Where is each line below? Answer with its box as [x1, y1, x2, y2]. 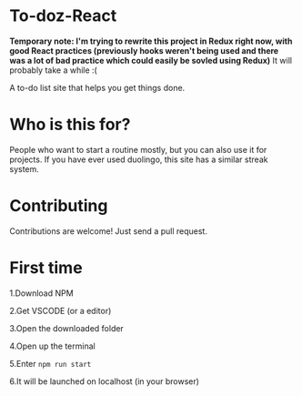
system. [9, 163, 39, 174]
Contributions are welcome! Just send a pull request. [9, 225, 207, 237]
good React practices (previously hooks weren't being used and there [9, 45, 279, 56]
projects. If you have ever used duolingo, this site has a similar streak [9, 154, 268, 165]
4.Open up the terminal [9, 340, 96, 351]
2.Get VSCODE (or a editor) [9, 305, 112, 316]
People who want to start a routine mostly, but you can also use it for [9, 144, 267, 155]
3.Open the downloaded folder [9, 322, 125, 333]
